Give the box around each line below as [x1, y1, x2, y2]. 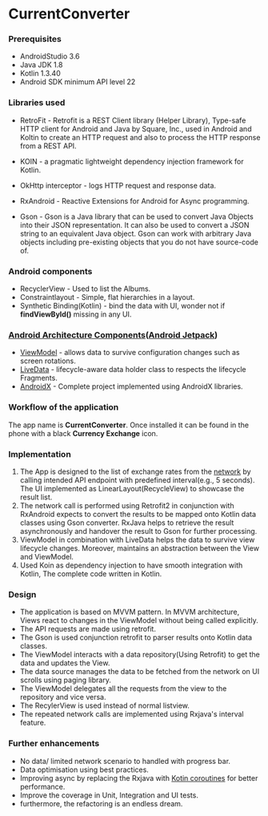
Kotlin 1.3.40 [19, 69, 62, 79]
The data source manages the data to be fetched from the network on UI [19, 667, 260, 677]
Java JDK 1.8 [19, 60, 63, 70]
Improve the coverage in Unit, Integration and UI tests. [19, 790, 198, 800]
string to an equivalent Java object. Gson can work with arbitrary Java [19, 228, 252, 238]
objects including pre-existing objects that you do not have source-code [19, 237, 258, 247]
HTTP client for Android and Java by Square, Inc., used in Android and [19, 123, 252, 133]
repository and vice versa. [19, 693, 106, 702]
